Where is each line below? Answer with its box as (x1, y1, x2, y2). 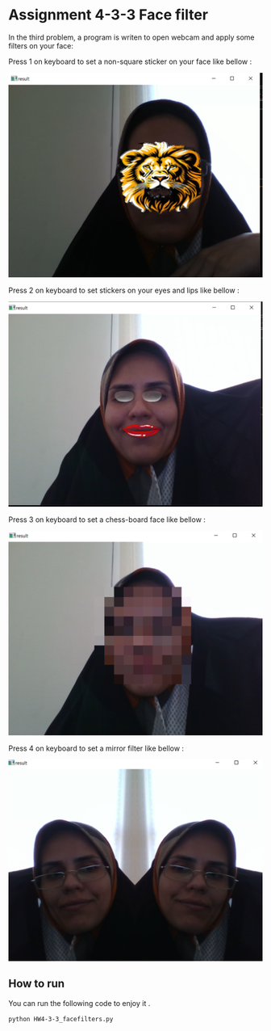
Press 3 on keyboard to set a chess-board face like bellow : (8, 515, 206, 524)
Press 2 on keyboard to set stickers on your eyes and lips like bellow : (8, 285, 240, 295)
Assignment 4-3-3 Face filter (8, 6, 208, 24)
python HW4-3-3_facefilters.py (8, 1015, 114, 1023)
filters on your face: (8, 40, 74, 50)
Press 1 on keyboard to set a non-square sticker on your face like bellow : (8, 57, 252, 66)
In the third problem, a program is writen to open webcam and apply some (8, 32, 255, 42)
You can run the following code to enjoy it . (8, 998, 151, 1008)
